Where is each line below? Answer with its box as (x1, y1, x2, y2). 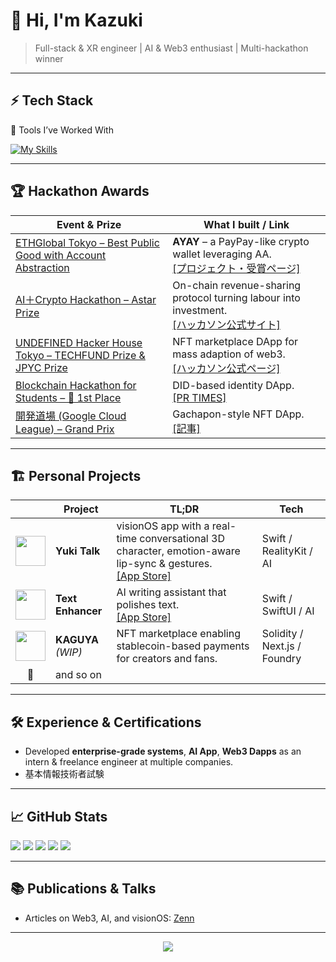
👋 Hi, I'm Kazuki (10, 9, 143, 32)
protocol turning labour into (172, 290, 301, 304)
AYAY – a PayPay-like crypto (172, 234, 310, 248)
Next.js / (261, 639, 302, 653)
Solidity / (261, 627, 304, 641)
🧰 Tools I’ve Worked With (10, 124, 114, 136)
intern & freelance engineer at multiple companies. (24, 756, 234, 768)
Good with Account (15, 248, 107, 262)
